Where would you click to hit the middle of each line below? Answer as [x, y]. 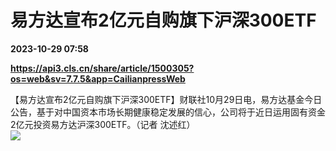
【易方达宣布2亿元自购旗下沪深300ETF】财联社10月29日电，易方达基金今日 [166, 99]
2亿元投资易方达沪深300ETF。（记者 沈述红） [103, 124]
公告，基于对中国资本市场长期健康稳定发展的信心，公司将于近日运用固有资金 [168, 112]
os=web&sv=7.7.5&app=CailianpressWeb [98, 78]
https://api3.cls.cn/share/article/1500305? [102, 68]
